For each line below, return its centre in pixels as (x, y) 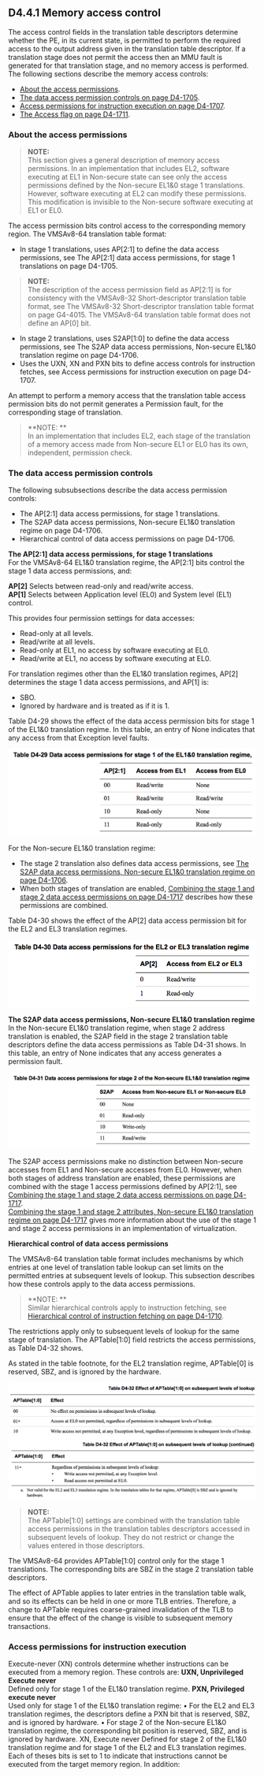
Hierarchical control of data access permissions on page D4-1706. (127, 539)
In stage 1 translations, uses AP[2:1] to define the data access (119, 249)
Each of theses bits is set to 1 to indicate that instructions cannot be (118, 1756)
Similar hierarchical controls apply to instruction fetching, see (127, 1308)
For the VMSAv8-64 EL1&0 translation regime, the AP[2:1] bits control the (126, 563)
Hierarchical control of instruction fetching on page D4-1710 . (126, 1316)
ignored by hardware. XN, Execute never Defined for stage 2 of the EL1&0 (127, 1739)
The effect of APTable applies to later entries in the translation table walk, (127, 1593)
